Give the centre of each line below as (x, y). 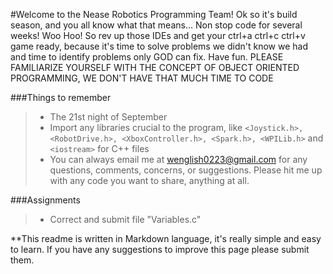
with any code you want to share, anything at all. (149, 180)
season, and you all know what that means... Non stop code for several (156, 25)
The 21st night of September (108, 117)
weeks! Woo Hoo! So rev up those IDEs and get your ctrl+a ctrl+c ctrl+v (158, 35)
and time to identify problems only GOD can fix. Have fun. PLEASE (147, 57)
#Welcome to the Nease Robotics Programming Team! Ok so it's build (154, 14)
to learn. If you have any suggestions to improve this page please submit (160, 249)
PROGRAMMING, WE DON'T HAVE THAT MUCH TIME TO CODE (142, 78)
